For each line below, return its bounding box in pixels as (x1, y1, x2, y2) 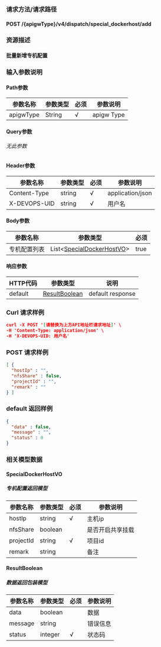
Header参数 (6, 161, 35, 169)
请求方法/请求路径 (6, 5, 57, 13)
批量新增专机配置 (6, 52, 48, 59)
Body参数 (6, 217, 30, 224)
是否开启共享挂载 (87, 525, 134, 533)
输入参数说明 (6, 68, 43, 76)
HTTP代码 (9, 279, 37, 287)
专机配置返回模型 (6, 485, 48, 492)
